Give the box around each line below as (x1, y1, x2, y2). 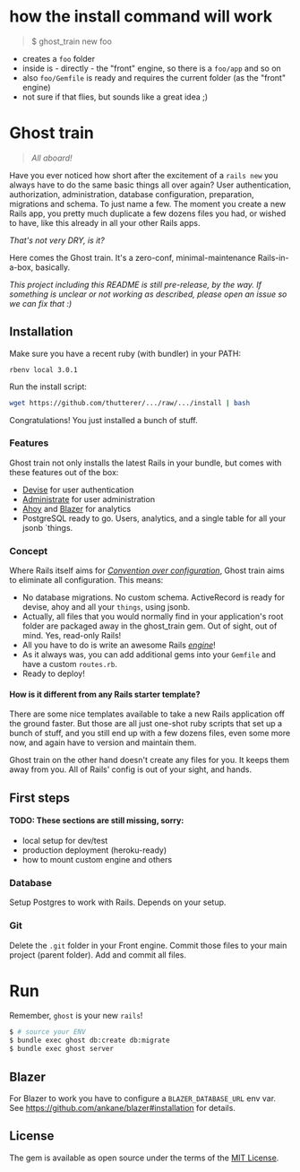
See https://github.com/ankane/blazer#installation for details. (9, 1102, 236, 1113)
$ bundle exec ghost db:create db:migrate (9, 1036, 170, 1046)
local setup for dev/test (21, 835, 108, 846)
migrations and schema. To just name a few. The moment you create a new (9, 198, 287, 209)
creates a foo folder (21, 53, 96, 64)
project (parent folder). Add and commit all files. (9, 949, 186, 960)
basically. (35, 262, 71, 273)
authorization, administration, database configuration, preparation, (9, 188, 254, 199)
